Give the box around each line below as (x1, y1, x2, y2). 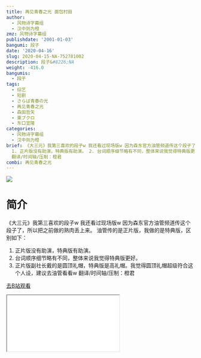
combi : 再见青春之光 (6, 160, 52, 166)
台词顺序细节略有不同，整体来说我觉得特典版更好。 (14, 254, 141, 261)
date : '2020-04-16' (6, 48, 55, 54)
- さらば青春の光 (11, 98, 48, 104)
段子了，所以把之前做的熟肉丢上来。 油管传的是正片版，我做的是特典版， (6, 227, 186, 234)
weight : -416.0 (6, 64, 44, 71)
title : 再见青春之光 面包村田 (6, 8, 73, 15)
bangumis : (6, 70, 31, 76)
